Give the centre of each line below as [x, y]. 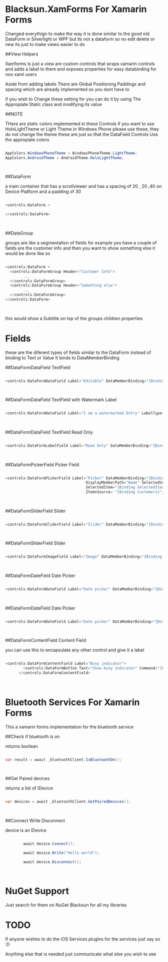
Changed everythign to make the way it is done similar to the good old [77, 33]
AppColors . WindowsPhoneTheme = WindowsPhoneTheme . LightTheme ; [71, 153]
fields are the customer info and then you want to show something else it [80, 248]
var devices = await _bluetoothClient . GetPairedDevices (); [68, 802]
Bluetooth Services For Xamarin [72, 702]
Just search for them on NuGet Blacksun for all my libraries [66, 905]
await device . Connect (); [49, 843]
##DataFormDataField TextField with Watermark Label [61, 400]
